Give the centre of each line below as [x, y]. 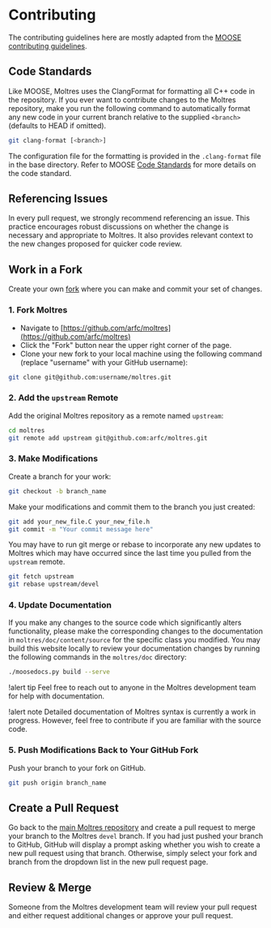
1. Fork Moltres [38, 310]
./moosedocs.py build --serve [59, 672]
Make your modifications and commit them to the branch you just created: [132, 507]
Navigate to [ [42, 328]
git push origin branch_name [57, 783]
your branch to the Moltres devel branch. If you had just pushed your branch [136, 836]
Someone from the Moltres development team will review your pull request [133, 907]
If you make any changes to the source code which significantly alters [125, 623]
